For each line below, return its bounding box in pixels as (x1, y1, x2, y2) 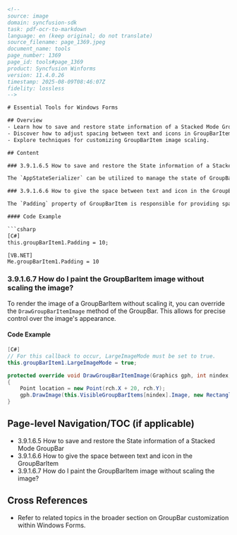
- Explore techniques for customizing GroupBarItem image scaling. (7, 136, 210, 143)
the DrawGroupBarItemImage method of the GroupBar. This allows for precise (7, 307, 226, 315)
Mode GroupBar (17, 444, 65, 452)
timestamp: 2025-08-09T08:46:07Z (7, 78, 106, 86)
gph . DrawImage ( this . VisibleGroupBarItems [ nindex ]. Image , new (20, 392, 203, 399)
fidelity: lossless (7, 85, 65, 92)
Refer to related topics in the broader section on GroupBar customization (17, 513, 229, 522)
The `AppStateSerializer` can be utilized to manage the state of (7, 175, 207, 182)
